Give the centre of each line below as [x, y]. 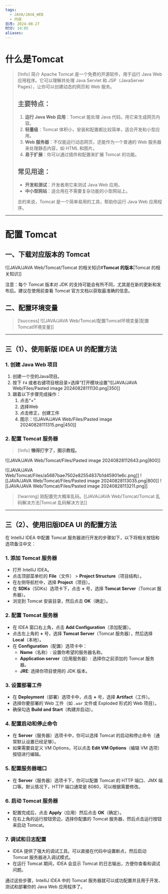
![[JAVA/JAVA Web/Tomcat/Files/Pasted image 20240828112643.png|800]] [83, 460]
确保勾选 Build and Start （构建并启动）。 [54, 709]
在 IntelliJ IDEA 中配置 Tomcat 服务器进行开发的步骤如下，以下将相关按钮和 [82, 537]
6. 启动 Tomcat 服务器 [32, 800]
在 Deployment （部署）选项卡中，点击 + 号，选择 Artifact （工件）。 [82, 697]
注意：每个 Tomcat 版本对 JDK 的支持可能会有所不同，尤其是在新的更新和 [81, 284]
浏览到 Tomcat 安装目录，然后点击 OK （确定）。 [61, 601]
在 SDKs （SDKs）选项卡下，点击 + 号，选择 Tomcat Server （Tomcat [84, 588]
